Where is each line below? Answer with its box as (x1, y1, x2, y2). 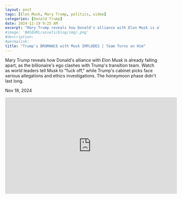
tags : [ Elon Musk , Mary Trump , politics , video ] (5, 12, 106, 17)
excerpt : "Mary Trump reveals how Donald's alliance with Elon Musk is (5, 25, 155, 30)
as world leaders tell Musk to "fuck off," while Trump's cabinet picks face (5, 67, 153, 74)
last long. (5, 78, 24, 84)
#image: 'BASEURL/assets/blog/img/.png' (5, 30, 89, 35)
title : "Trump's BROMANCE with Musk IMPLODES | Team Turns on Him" (5, 44, 146, 49)
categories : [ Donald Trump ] (5, 16, 63, 21)
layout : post (5, 7, 32, 12)
